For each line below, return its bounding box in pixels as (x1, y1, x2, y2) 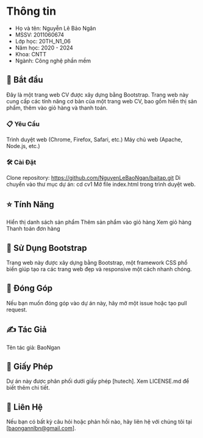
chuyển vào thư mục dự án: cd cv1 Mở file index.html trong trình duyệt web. (6, 180, 196, 188)
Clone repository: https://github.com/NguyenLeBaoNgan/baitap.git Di (6, 174, 181, 182)
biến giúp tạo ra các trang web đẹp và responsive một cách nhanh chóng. (6, 265, 192, 273)
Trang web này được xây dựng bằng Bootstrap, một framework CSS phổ (6, 259, 188, 266)
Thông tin (6, 4, 57, 18)
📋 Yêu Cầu (6, 119, 40, 128)
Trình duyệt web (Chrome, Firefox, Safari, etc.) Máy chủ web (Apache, (6, 136, 183, 143)
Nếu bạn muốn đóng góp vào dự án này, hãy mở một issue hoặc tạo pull (6, 299, 187, 306)
